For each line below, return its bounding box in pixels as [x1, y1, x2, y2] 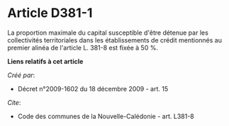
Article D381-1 [7, 5, 93, 21]
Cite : [7, 98, 21, 107]
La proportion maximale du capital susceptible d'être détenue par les [7, 28, 209, 37]
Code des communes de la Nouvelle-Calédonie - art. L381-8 [17, 112, 194, 120]
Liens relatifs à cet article [7, 57, 84, 65]
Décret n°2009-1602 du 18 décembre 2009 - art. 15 [17, 84, 169, 93]
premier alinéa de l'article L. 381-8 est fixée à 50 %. [7, 43, 158, 52]
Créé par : [7, 71, 35, 79]
